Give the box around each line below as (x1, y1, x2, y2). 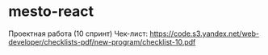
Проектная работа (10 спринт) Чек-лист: (8, 29, 148, 38)
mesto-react (8, 2, 94, 21)
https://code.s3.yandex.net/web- (149, 29, 260, 38)
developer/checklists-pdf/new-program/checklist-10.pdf (8, 37, 196, 46)
